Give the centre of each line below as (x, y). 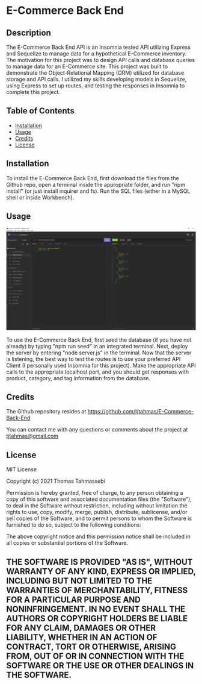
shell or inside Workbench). (40, 197)
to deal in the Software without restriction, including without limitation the (97, 506)
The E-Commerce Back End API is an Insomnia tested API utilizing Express (99, 47)
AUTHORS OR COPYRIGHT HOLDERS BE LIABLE (97, 618)
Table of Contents (41, 111)
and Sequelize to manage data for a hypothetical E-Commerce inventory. (96, 54)
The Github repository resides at (46, 412)
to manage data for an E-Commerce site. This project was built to (87, 66)
